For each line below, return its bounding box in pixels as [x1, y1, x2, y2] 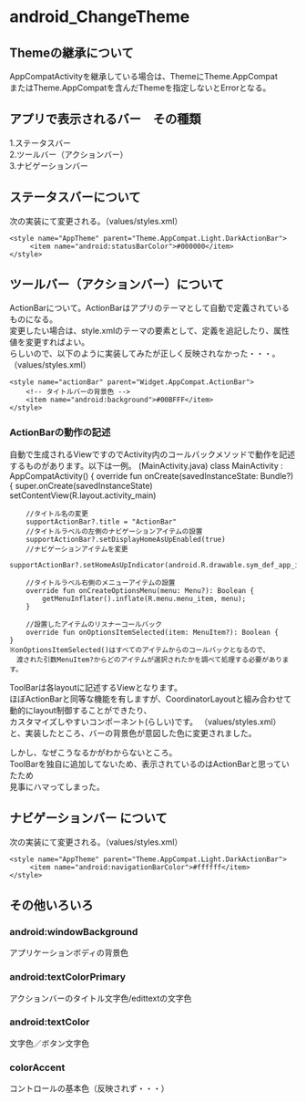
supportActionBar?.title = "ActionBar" [25, 517, 178, 526]
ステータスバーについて [9, 190, 141, 205]
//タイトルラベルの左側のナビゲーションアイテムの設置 [25, 526, 203, 535]
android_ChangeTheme [9, 6, 190, 27]
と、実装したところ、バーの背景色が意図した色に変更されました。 [9, 727, 257, 738]
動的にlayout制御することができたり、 [9, 704, 152, 715]
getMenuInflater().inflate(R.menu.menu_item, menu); [42, 594, 247, 603]
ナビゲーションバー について [9, 810, 168, 826]
